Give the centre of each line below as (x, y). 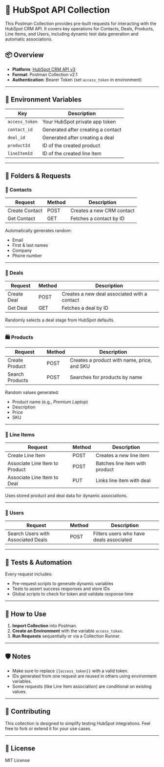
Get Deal (18, 308)
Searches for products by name (106, 377)
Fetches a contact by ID (98, 218)
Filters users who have (119, 533)
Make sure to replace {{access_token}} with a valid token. (70, 671)
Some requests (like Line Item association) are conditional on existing (82, 686)
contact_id (20, 129)
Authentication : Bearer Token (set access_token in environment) (77, 80)
